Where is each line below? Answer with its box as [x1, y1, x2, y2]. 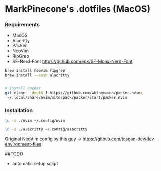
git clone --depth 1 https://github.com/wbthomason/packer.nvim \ [5, 90, 143, 96]
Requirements [5, 21, 40, 28]
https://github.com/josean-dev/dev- [82, 136, 156, 142]
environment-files [5, 141, 42, 147]
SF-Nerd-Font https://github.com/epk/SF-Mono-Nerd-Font [12, 58, 133, 65]
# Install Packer [5, 86, 41, 91]
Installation [5, 107, 33, 114]
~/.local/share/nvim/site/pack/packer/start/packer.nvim [7, 95, 127, 100]
